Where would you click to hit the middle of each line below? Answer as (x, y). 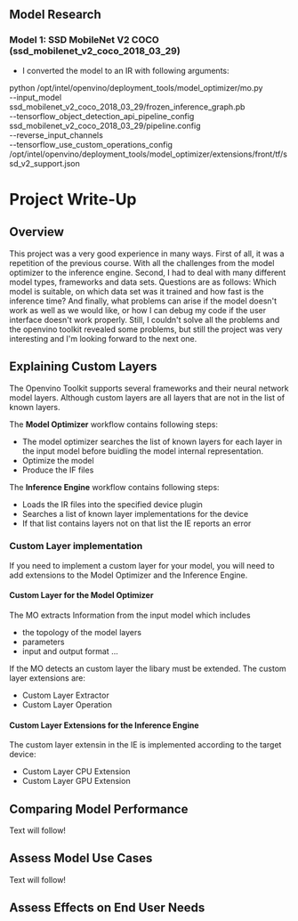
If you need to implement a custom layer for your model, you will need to (142, 565)
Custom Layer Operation (67, 705)
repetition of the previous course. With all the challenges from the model (142, 263)
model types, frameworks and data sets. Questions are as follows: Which (143, 282)
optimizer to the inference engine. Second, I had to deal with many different (148, 272)
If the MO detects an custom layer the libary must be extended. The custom (148, 668)
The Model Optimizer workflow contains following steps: (113, 424)
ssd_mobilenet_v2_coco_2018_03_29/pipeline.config (105, 125)
